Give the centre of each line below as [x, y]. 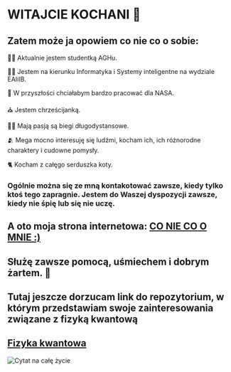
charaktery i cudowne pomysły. [53, 150]
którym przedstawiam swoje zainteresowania [111, 308]
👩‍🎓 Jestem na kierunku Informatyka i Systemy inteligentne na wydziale [111, 71]
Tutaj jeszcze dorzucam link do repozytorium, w [116, 297]
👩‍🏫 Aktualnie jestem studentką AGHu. [62, 58]
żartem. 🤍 [29, 273]
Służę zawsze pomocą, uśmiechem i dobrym [108, 261]
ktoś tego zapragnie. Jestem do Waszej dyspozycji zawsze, [113, 194]
